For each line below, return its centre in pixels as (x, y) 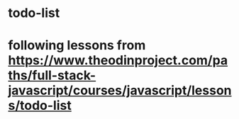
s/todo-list (40, 106)
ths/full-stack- (52, 75)
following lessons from (77, 46)
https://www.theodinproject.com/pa (118, 61)
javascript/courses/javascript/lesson (120, 91)
